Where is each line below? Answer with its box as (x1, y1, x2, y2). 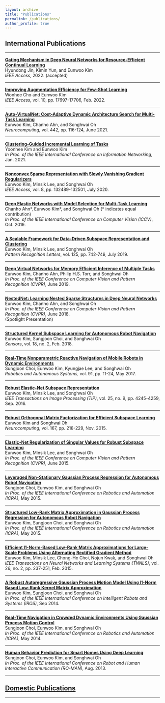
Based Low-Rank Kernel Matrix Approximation (5, 585, 102, 591)
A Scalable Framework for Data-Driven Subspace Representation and (5, 236, 150, 242)
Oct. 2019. (5, 222, 26, 228)
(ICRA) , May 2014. (5, 636, 42, 642)
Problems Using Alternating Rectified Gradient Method (18, 550, 132, 556)
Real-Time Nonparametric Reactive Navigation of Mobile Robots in (5, 355, 143, 361)
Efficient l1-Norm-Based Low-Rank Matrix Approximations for (5, 545, 134, 550)
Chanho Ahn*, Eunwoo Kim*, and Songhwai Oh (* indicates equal (5, 206, 137, 212)
